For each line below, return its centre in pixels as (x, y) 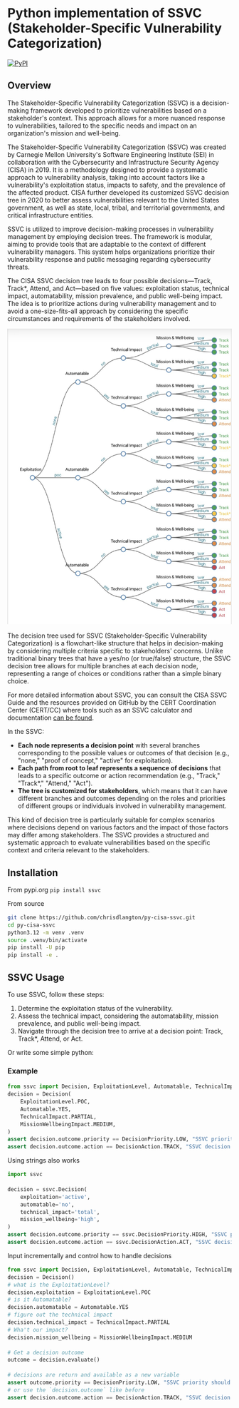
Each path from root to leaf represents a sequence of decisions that (119, 768)
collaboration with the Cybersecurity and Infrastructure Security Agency (113, 162)
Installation (33, 873)
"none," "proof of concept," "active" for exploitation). (95, 760)
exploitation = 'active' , (55, 1197)
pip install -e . (33, 955)
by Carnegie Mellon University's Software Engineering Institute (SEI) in (111, 154)
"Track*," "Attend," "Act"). (55, 783)
